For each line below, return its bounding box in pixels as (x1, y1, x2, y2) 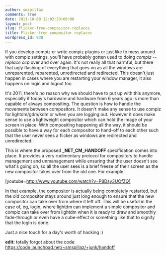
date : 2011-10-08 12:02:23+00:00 (5, 16, 75, 21)
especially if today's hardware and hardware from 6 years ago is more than (5, 95, 159, 101)
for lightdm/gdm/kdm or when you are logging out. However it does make (5, 111, 156, 117)
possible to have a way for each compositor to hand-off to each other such (5, 127, 159, 133)
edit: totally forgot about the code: (5, 239, 76, 245)
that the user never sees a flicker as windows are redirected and (5, 132, 137, 138)
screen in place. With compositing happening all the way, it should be (5, 122, 148, 127)
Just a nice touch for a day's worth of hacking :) (5, 229, 103, 235)
